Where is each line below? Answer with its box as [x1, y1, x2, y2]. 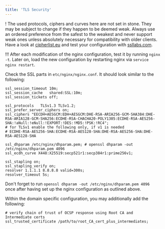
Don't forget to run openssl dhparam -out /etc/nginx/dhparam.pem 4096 [5, 181, 150, 187]
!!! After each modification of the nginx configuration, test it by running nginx [5, 51, 161, 57]
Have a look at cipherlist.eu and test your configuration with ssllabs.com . [5, 41, 153, 47]
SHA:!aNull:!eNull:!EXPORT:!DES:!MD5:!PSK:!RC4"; [5, 120, 109, 126]
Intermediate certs [5, 215, 45, 220]
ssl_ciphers [5, 112, 30, 117]
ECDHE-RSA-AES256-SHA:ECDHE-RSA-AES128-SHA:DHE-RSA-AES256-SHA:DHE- [9, 129, 153, 134]
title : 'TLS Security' [5, 7, 52, 12]
